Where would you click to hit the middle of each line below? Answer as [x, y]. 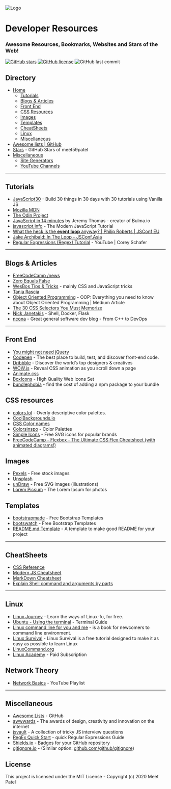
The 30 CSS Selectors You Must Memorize [58, 308]
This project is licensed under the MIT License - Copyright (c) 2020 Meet [82, 777]
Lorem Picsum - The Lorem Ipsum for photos [60, 490]
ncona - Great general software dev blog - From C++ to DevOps [80, 319]
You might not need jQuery [41, 352]
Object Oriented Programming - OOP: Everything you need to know [83, 297]
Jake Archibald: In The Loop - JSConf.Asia [57, 237]
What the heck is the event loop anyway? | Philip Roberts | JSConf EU [86, 231]
